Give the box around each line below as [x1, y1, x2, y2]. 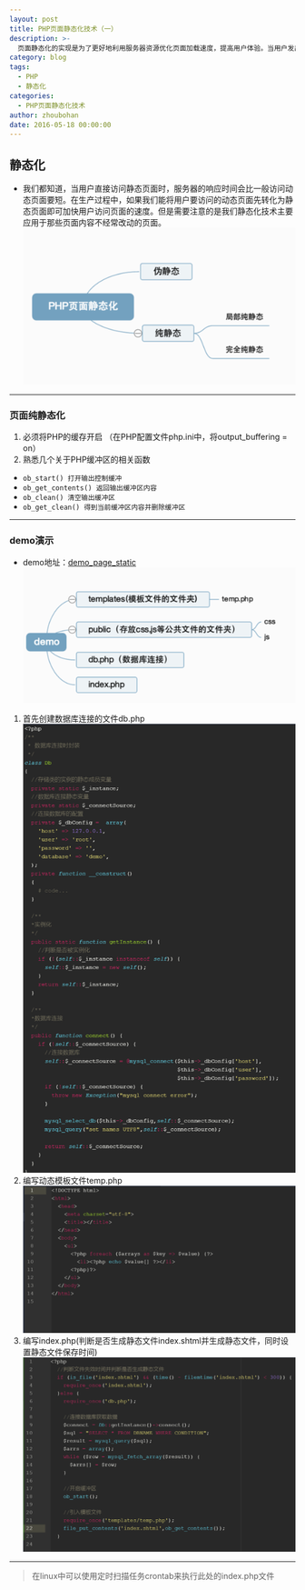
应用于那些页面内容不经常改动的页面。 [22, 217, 166, 228]
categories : [9, 91, 54, 100]
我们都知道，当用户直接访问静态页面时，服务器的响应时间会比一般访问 [22, 183, 286, 195]
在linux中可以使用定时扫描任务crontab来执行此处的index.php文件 [31, 1571, 275, 1582]
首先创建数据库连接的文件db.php [22, 714, 145, 725]
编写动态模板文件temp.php [22, 1175, 123, 1185]
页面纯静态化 [9, 409, 66, 422]
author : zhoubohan [9, 110, 79, 120]
